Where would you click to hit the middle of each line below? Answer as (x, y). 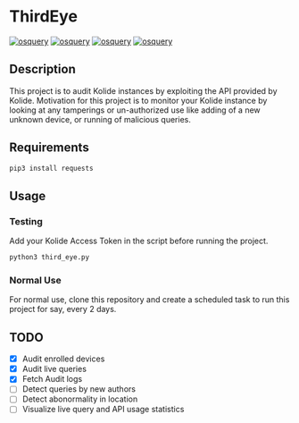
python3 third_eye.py (50, 258)
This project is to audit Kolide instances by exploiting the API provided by (144, 90)
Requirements (49, 148)
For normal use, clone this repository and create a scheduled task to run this (149, 300)
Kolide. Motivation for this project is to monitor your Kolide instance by (138, 100)
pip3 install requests (51, 168)
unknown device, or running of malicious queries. (100, 119)
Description (42, 69)
